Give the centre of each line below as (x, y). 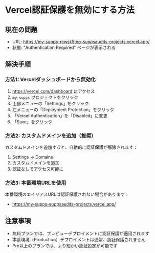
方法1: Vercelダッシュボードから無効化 (51, 80)
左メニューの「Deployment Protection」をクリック (63, 109)
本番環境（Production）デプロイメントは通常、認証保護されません (79, 240)
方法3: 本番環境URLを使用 (36, 183)
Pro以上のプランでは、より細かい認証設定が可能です (65, 246)
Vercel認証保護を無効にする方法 (70, 10)
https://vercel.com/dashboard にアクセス (54, 91)
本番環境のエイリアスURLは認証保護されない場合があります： (67, 194)
